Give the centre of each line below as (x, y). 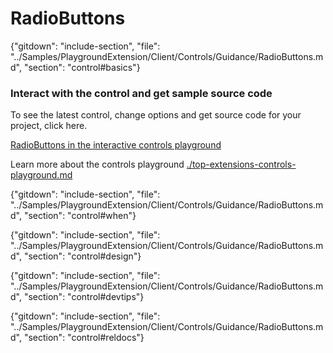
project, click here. (49, 126)
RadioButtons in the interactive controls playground (116, 145)
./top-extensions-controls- (241, 164)
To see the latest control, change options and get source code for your (156, 115)
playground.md (41, 175)
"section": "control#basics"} (82, 67)
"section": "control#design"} (82, 256)
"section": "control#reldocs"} (84, 338)
